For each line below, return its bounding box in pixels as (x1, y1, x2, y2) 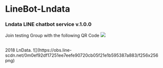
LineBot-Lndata (5, 3, 70, 15)
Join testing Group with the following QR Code (5, 33, 100, 39)
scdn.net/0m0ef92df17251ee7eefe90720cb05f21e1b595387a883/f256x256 (5, 52, 159, 58)
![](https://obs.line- (33, 47, 72, 53)
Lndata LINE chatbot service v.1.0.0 (5, 21, 92, 28)
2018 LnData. (5, 47, 32, 53)
